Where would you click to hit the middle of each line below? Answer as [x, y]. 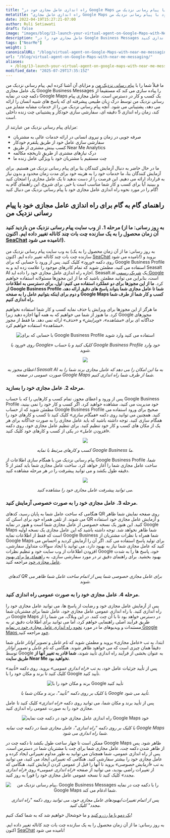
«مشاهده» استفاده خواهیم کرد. [35, 325]
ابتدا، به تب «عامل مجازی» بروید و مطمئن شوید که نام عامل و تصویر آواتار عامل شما [85, 642]
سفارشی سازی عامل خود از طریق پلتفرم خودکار [59, 142]
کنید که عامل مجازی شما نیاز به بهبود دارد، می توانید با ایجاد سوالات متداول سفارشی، [85, 546]
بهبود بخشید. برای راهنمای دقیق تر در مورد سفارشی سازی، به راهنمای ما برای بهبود [83, 557]
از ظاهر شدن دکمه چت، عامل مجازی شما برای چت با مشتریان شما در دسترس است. [85, 748]
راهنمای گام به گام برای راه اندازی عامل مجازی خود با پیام [85, 205]
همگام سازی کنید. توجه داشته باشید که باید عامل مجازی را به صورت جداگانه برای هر [84, 420]
